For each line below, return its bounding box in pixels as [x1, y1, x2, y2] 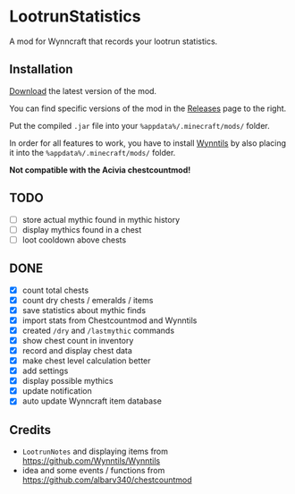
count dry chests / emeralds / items [21, 294, 154, 305]
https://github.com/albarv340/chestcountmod [21, 474, 192, 485]
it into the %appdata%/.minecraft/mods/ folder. [9, 147, 176, 158]
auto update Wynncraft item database [21, 396, 163, 406]
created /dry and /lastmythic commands [21, 325, 175, 336]
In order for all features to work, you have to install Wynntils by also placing [9, 137, 287, 149]
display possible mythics [21, 376, 114, 387]
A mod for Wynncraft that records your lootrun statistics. [9, 36, 218, 47]
